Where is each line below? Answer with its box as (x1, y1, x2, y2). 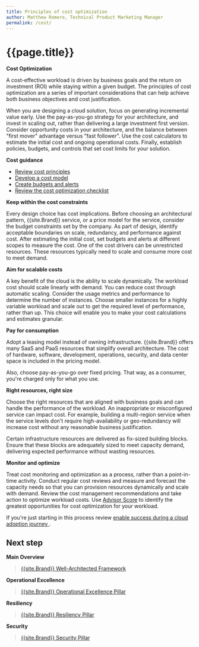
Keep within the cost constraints (6, 199, 88, 206)
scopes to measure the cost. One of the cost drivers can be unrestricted (6, 242, 183, 249)
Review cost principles (14, 168, 70, 176)
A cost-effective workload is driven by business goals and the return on (6, 77, 182, 84)
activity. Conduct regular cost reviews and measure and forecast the (18, 477, 186, 485)
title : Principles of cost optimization (6, 8, 108, 15)
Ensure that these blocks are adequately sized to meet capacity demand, (6, 442, 185, 449)
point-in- (169, 471, 191, 478)
